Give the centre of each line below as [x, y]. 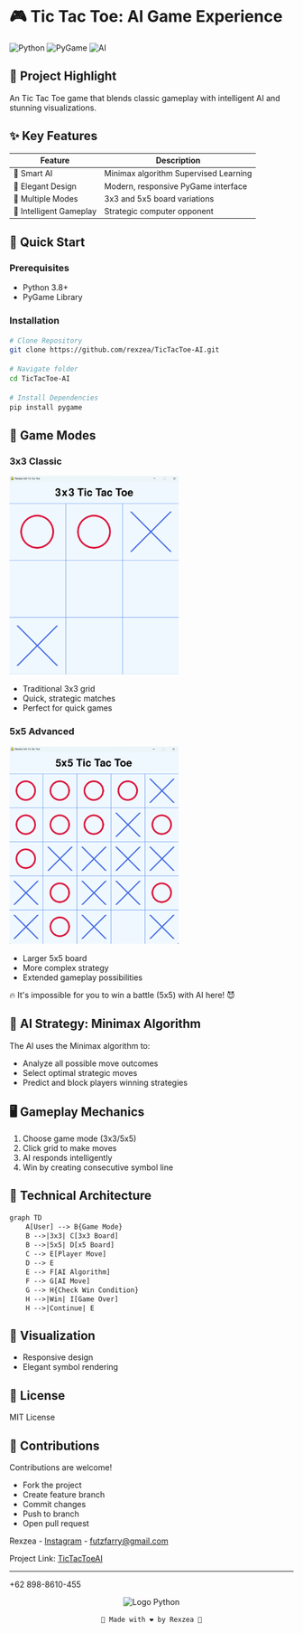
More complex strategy [66, 968]
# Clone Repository [46, 340]
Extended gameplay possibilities [82, 977]
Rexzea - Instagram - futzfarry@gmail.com [89, 1541]
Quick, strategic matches [69, 699]
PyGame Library [52, 297]
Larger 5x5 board [55, 958]
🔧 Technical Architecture [80, 1196]
